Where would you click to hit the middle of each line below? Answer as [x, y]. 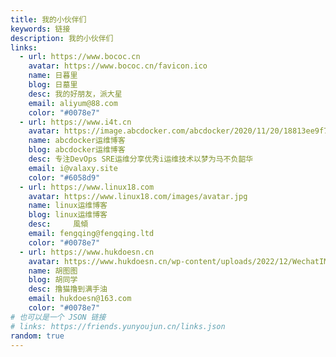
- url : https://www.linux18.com [87, 187]
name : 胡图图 [53, 271]
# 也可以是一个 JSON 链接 [58, 317]
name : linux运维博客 [68, 206]
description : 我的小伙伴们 [62, 38]
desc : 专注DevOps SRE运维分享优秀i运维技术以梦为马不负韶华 [141, 159]
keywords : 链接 [40, 29]
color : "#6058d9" [64, 177]
